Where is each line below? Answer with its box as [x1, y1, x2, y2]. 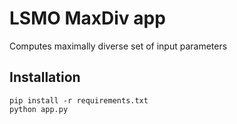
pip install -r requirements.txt [9, 95, 149, 106]
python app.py [9, 104, 69, 114]
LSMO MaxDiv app [9, 7, 166, 30]
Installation [9, 69, 81, 86]
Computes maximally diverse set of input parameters [9, 40, 228, 52]
